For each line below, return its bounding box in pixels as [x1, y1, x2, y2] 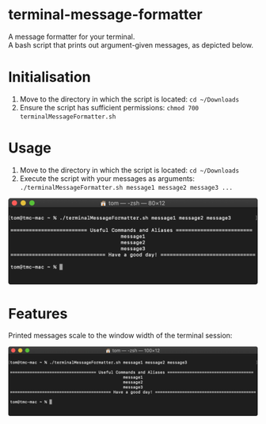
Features [8, 304, 68, 322]
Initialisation [8, 68, 91, 87]
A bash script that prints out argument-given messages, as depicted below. [8, 40, 253, 49]
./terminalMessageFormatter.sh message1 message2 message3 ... [19, 183, 234, 191]
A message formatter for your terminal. [8, 32, 135, 41]
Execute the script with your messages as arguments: [19, 173, 196, 183]
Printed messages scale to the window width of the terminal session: [8, 331, 233, 341]
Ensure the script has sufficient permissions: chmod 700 [19, 102, 199, 112]
